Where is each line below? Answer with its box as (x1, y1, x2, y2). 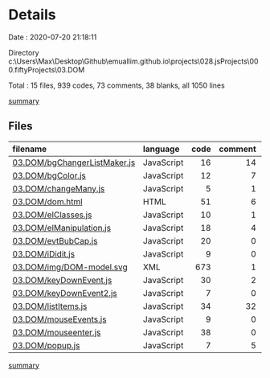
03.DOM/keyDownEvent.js (12, 274, 112, 286)
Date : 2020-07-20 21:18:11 (8, 32, 97, 42)
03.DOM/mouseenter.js (12, 327, 101, 338)
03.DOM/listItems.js (12, 300, 88, 311)
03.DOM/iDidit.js (12, 248, 75, 259)
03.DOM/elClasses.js (12, 209, 92, 220)
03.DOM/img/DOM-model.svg (12, 261, 128, 273)
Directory (8, 47, 39, 57)
